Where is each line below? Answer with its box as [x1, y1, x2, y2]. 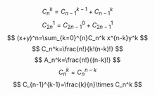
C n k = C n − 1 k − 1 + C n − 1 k [42, 6, 113, 17]
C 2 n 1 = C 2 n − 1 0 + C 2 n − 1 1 [42, 20, 113, 31]
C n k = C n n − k [58, 66, 97, 78]
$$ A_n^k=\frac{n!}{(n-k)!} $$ [34, 56, 121, 64]
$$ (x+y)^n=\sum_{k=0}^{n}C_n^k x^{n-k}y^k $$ [7, 33, 148, 42]
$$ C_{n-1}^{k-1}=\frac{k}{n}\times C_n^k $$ [13, 80, 142, 89]
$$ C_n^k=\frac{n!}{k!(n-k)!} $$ [32, 44, 123, 53]
